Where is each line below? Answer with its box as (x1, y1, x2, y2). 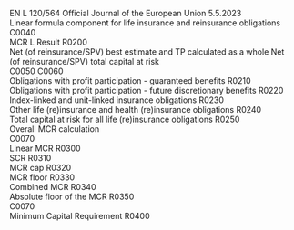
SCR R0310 (9, 153, 52, 163)
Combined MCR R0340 (9, 182, 96, 192)
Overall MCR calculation (9, 124, 100, 135)
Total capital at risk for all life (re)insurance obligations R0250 (9, 114, 240, 125)
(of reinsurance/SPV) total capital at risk (9, 56, 159, 66)
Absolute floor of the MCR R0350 (9, 191, 135, 202)
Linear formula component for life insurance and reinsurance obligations (9, 17, 280, 28)
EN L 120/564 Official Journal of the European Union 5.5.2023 (9, 8, 242, 18)
